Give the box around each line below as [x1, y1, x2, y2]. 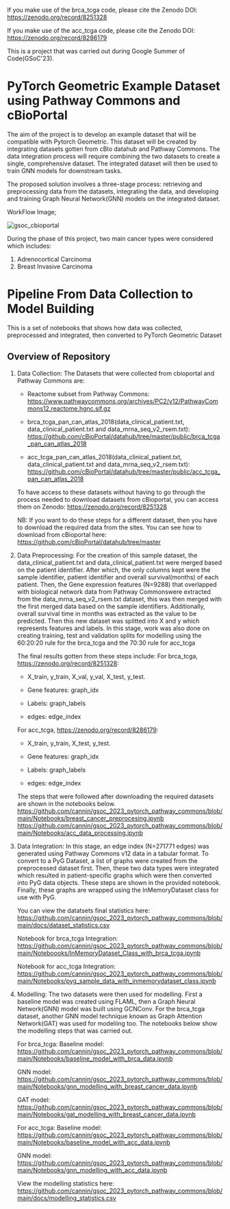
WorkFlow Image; [7, 207, 57, 216]
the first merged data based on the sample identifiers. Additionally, [16, 602, 205, 610]
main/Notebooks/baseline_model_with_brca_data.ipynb [16, 1054, 173, 1063]
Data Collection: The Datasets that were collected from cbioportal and [16, 369, 214, 377]
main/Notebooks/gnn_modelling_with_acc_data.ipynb [16, 1166, 168, 1174]
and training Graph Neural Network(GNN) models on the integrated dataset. [7, 194, 220, 203]
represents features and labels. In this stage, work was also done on [16, 624, 210, 632]
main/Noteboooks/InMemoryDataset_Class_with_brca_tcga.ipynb [16, 949, 201, 957]
